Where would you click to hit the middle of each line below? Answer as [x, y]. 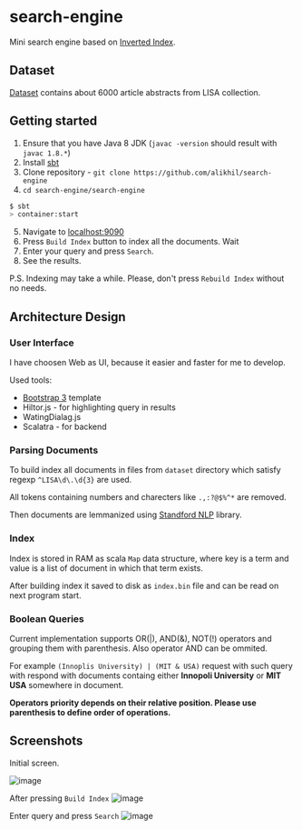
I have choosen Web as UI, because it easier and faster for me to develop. [147, 362]
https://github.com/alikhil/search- [203, 173]
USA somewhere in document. [67, 685]
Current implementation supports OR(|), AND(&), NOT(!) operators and [141, 638]
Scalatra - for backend [64, 426]
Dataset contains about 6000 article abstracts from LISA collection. [135, 92]
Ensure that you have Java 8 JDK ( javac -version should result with [150, 143]
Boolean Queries [47, 618]
